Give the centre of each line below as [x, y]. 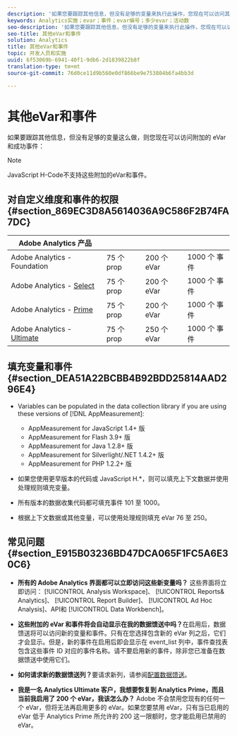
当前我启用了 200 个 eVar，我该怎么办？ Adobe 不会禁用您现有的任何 [118, 698]
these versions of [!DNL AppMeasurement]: [81, 414]
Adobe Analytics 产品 [55, 243]
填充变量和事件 [40, 366]
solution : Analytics [38, 40]
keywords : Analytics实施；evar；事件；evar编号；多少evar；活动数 [98, 21]
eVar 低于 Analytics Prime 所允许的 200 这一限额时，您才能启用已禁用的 [122, 716]
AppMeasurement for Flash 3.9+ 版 [79, 437]
